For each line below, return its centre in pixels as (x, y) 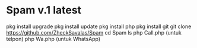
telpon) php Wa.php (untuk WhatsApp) (53, 39)
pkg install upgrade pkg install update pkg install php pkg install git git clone (99, 26)
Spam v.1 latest (44, 10)
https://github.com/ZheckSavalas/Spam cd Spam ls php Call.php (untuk (94, 32)
